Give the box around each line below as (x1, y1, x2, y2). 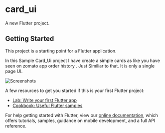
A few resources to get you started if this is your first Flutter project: (5, 87, 145, 93)
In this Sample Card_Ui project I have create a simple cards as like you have (5, 57, 161, 63)
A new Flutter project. (5, 20, 50, 26)
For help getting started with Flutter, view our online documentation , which (5, 112, 159, 118)
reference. (5, 122, 26, 128)
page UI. (5, 68, 23, 74)
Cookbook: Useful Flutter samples (12, 102, 83, 108)
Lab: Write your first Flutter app (12, 97, 77, 103)
